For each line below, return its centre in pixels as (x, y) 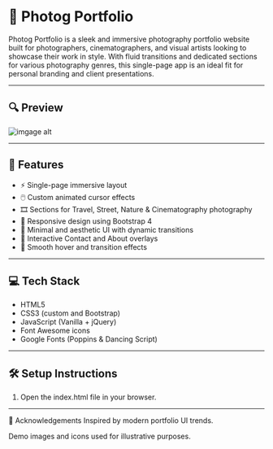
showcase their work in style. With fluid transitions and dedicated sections (133, 56)
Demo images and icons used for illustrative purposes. (100, 436)
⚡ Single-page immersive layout (74, 185)
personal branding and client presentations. (81, 73)
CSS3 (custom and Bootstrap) (70, 313)
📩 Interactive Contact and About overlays (89, 238)
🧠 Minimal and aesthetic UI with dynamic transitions (106, 229)
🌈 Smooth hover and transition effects (84, 246)
